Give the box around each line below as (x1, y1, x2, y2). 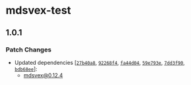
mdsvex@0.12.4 (23, 71, 63, 78)
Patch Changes (5, 45, 52, 54)
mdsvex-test (5, 4, 71, 17)
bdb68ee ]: (14, 65, 37, 72)
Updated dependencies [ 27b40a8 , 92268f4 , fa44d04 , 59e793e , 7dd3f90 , (14, 59, 185, 66)
